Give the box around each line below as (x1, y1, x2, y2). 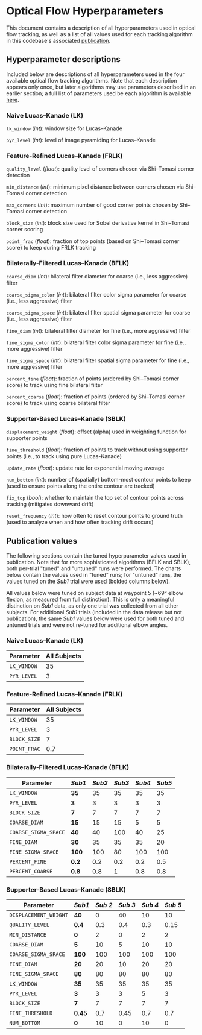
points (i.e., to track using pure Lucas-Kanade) (6, 452, 122, 459)
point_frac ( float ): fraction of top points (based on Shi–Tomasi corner (6, 238, 180, 245)
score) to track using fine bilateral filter (6, 381, 103, 388)
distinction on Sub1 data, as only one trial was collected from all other (6, 602, 179, 609)
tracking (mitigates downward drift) (6, 500, 94, 508)
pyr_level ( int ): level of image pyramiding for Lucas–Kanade (6, 137, 156, 144)
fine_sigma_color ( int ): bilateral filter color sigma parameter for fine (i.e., (6, 339, 186, 346)
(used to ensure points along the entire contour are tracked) (6, 482, 155, 489)
